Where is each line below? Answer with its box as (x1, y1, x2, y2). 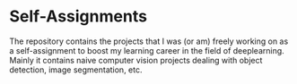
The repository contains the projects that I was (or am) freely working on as (9, 36, 289, 46)
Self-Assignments (9, 6, 148, 27)
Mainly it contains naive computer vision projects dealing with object (9, 55, 263, 65)
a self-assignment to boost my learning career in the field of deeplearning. (9, 45, 284, 55)
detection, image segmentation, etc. (9, 64, 143, 75)
